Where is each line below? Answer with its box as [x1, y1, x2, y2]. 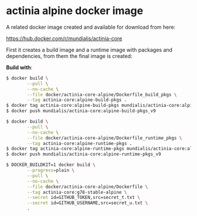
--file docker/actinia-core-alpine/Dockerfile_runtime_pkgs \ [27, 135, 182, 141]
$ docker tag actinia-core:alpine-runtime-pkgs [6, 146, 125, 152]
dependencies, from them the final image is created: [6, 52, 133, 59]
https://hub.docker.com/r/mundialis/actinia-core [6, 35, 123, 42]
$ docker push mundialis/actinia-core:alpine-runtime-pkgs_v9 [6, 151, 161, 157]
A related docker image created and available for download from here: [6, 23, 176, 31]
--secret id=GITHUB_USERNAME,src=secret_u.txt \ [27, 200, 148, 206]
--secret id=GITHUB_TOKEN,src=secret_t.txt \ [27, 195, 141, 201]
